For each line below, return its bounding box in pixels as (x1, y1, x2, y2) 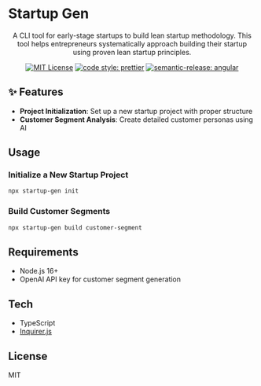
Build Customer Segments (8, 206, 111, 217)
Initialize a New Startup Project (8, 170, 129, 181)
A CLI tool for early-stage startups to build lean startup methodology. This (13, 31, 252, 40)
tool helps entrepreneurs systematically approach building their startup (17, 39, 248, 48)
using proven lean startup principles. (72, 47, 192, 57)
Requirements (8, 245, 79, 259)
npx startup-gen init (8, 187, 79, 195)
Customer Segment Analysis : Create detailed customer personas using (19, 115, 254, 124)
